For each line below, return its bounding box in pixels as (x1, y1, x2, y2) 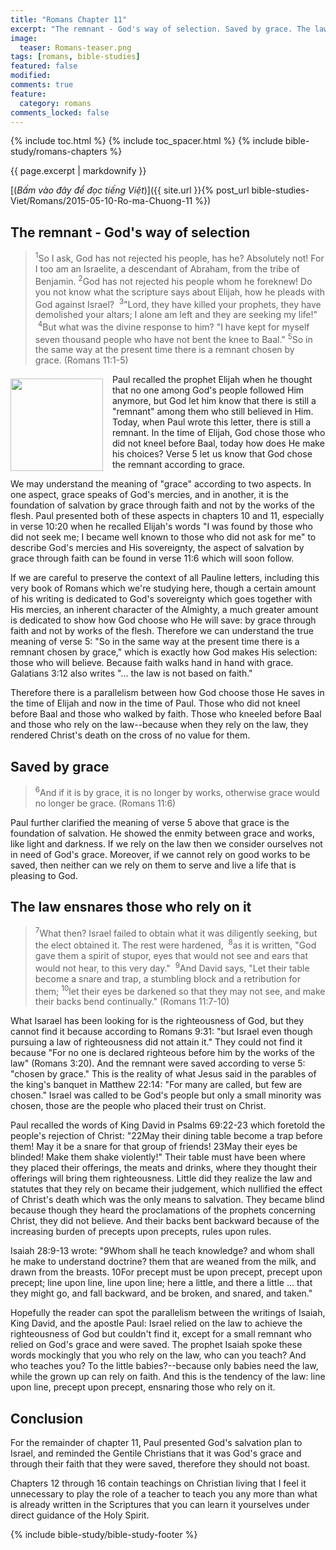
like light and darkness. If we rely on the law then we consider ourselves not (10, 837, 323, 850)
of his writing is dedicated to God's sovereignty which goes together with (10, 593, 313, 605)
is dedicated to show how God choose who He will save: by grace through (10, 614, 317, 626)
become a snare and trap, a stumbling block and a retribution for (34, 972, 301, 985)
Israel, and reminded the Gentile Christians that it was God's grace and (10, 1447, 302, 1460)
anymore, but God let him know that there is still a (112, 395, 317, 407)
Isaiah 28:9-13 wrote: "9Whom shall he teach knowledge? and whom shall (10, 1245, 315, 1257)
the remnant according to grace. (112, 459, 246, 471)
